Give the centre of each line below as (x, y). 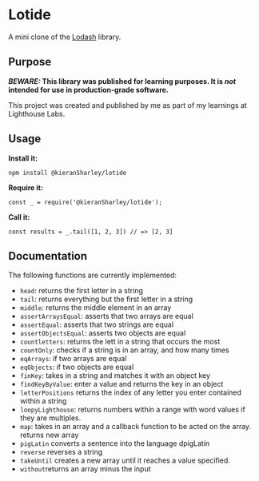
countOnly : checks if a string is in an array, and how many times (124, 350)
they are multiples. (50, 418)
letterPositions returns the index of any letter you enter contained (131, 392)
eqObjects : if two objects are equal (77, 367)
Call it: (19, 217)
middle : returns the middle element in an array (96, 308)
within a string (43, 401)
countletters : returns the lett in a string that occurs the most (120, 342)
